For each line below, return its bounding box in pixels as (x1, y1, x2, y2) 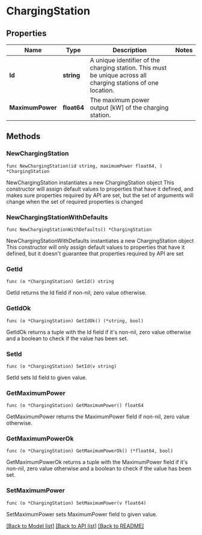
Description (112, 46, 147, 54)
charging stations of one (90, 79, 159, 87)
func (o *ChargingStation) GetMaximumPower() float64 (6, 403, 144, 409)
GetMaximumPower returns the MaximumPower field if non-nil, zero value (6, 413, 190, 420)
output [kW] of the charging (90, 103, 169, 112)
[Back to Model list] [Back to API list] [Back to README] (6, 522, 144, 530)
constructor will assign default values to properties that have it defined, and (6, 185, 194, 192)
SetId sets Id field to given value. (6, 374, 87, 381)
